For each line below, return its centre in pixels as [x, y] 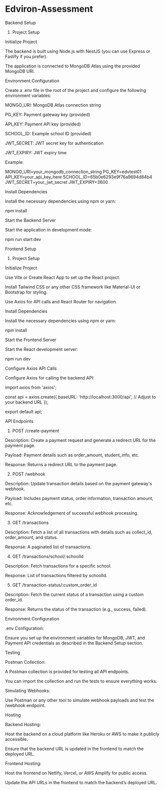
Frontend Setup [21, 249]
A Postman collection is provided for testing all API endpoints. [67, 672]
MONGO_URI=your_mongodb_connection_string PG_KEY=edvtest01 [73, 172]
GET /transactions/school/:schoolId [48, 556]
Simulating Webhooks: [28, 690]
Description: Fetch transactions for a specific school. [58, 566]
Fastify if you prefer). [26, 56]
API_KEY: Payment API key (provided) [43, 124]
